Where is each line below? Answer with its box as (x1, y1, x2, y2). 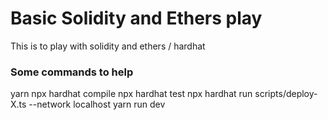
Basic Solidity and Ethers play (10, 7, 263, 30)
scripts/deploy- (254, 88, 318, 100)
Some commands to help (10, 65, 134, 79)
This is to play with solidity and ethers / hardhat (10, 40, 206, 52)
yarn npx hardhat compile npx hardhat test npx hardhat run (10, 88, 253, 100)
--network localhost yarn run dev (28, 98, 166, 111)
